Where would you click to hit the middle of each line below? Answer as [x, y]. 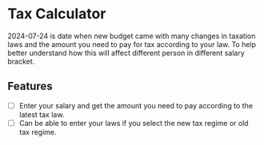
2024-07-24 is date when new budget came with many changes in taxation [132, 36]
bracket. [21, 61]
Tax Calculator [57, 14]
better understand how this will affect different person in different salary [126, 53]
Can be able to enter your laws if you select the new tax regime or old [134, 123]
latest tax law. [42, 114]
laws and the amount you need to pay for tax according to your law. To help [132, 44]
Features [30, 86]
